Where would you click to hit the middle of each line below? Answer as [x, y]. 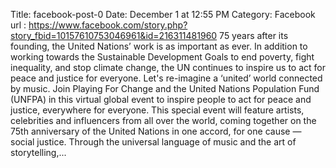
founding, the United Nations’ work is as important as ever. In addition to [159, 46]
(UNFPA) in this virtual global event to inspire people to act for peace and [161, 99]
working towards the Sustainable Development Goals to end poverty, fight [162, 57]
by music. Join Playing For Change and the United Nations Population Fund [165, 88]
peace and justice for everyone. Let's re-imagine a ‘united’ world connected [166, 78]
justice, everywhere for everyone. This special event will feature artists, [157, 110]
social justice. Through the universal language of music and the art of [153, 142]
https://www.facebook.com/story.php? [108, 25]
